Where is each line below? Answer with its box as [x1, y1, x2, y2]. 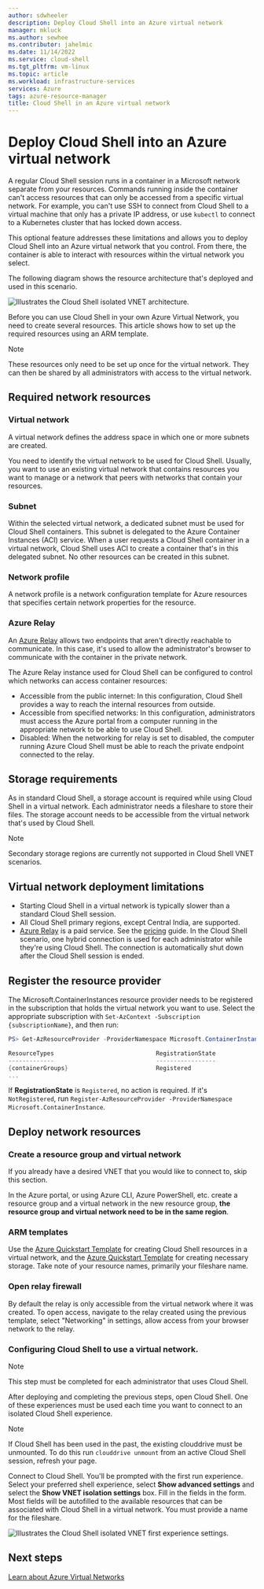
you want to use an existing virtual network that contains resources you [8, 464, 240, 473]
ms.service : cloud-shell [8, 56, 90, 64]
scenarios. [8, 857, 42, 867]
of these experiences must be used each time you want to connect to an [8, 1401, 243, 1410]
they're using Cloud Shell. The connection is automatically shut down [19, 943, 244, 953]
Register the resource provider [8, 974, 162, 987]
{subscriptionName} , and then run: [8, 1020, 119, 1030]
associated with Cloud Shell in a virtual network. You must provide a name [8, 1505, 248, 1514]
